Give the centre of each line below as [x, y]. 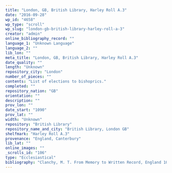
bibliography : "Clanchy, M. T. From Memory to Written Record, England [83, 162]
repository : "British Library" [39, 124]
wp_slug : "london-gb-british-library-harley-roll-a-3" [65, 29]
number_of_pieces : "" [28, 77]
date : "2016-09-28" [26, 15]
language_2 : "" [21, 48]
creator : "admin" [24, 34]
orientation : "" [23, 96]
